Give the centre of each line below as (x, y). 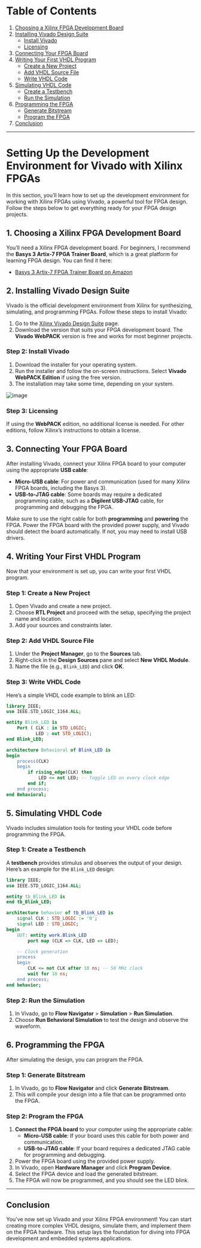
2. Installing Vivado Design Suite (68, 291)
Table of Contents (51, 11)
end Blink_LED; (25, 739)
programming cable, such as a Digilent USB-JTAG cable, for (89, 500)
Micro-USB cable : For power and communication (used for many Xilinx (102, 482)
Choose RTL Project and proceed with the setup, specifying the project (103, 612)
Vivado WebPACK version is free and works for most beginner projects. (103, 336)
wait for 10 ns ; (48, 974)
